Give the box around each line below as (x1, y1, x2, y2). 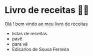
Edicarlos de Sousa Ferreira (11, 46, 69, 52)
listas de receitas (11, 30, 47, 36)
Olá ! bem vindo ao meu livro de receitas (4, 21, 88, 27)
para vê (11, 41, 28, 47)
